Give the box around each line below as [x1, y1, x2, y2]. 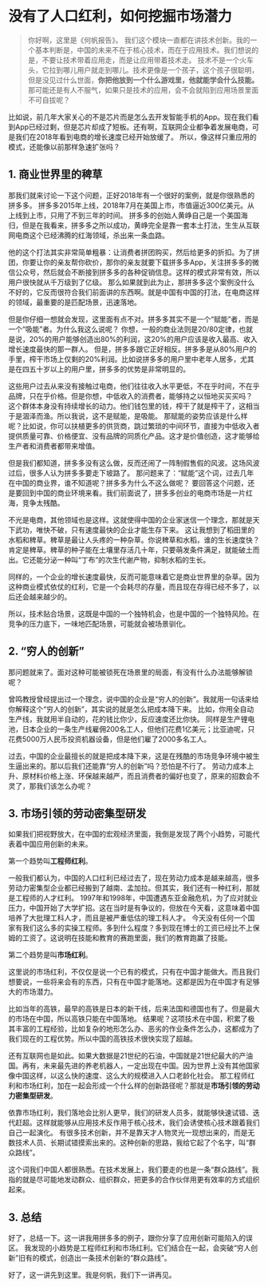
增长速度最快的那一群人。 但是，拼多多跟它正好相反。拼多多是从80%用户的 [8, 344, 257, 354]
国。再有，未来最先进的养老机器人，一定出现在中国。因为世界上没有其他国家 [8, 1061, 260, 1071]
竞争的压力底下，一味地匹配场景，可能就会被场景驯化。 [8, 618, 190, 628]
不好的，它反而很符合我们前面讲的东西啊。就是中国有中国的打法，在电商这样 [8, 287, 260, 296]
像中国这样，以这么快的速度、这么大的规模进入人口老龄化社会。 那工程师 [8, 1071, 248, 1081]
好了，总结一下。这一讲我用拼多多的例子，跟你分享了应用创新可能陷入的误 [8, 1233, 253, 1243]
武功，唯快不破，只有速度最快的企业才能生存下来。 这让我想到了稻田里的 [14, 525, 255, 534]
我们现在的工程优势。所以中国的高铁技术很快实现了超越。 [8, 1034, 197, 1043]
